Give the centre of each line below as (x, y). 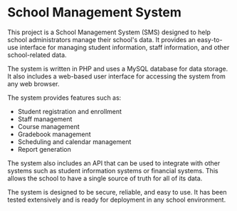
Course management (48, 126)
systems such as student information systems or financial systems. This (113, 170)
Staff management (45, 119)
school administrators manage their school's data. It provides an (101, 39)
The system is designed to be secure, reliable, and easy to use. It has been (117, 192)
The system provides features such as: (64, 98)
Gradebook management (54, 134)
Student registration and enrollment (70, 111)
